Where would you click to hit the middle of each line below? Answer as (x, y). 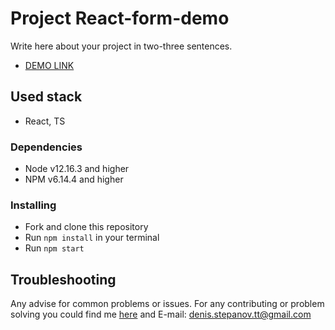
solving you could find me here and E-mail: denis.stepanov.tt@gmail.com (161, 314)
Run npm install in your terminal (92, 238)
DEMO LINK (49, 65)
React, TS (45, 121)
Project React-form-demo (120, 18)
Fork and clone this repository (86, 227)
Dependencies (46, 147)
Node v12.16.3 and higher (77, 169)
